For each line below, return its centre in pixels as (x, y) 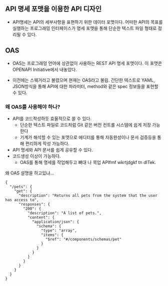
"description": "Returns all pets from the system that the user (88, 195)
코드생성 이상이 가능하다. (36, 156)
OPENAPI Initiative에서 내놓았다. (44, 69)
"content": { (41, 217)
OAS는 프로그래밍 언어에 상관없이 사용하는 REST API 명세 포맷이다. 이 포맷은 (87, 63)
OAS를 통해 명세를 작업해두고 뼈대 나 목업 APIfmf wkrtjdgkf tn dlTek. (88, 162)
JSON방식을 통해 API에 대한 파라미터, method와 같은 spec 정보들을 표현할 (85, 86)
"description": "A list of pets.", (64, 213)
